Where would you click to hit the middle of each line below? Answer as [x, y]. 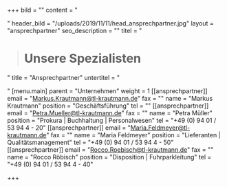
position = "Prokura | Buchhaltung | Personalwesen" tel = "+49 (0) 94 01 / [112, 120]
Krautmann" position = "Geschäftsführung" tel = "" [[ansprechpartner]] [108, 106]
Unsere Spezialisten [83, 59]
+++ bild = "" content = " [42, 10]
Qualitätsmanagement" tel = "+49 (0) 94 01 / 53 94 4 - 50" [90, 142]
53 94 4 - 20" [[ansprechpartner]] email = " [69, 128]
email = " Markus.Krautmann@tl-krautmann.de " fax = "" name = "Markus [110, 98]
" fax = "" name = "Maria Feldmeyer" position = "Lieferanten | [133, 135]
